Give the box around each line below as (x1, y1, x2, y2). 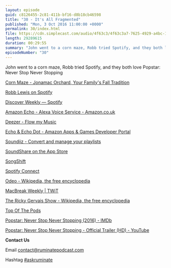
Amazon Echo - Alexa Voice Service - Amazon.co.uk (5, 109, 116, 115)
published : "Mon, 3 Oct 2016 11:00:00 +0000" (5, 21, 103, 27)
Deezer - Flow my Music (5, 118, 57, 125)
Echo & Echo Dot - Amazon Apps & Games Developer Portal (5, 128, 131, 135)
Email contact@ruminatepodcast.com (5, 247, 84, 253)
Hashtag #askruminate (5, 256, 53, 262)
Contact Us (5, 237, 30, 243)
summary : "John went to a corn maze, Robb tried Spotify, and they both (5, 45, 163, 50)
